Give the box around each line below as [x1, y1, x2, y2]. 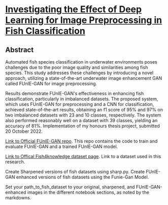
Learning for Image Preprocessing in [5, 14, 162, 26]
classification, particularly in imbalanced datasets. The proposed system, [5, 96, 158, 102]
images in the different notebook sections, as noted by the [27, 189, 150, 195]
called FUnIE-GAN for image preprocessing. [5, 80, 97, 86]
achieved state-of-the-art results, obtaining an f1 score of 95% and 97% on [5, 107, 163, 112]
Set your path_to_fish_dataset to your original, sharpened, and [5, 184, 136, 190]
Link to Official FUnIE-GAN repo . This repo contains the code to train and [5, 138, 158, 144]
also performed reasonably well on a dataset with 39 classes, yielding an [5, 118, 158, 123]
